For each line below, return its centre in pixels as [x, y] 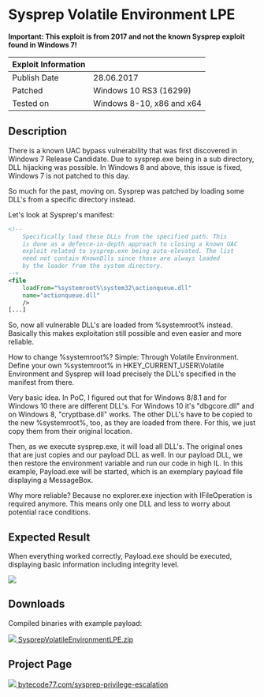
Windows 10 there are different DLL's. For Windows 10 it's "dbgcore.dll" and [131, 406]
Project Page [40, 664]
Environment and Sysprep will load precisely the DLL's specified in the [122, 374]
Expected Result [49, 537]
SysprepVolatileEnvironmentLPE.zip [76, 639]
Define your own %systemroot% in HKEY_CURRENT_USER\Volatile [116, 366]
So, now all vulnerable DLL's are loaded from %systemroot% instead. [121, 325]
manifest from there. [41, 382]
